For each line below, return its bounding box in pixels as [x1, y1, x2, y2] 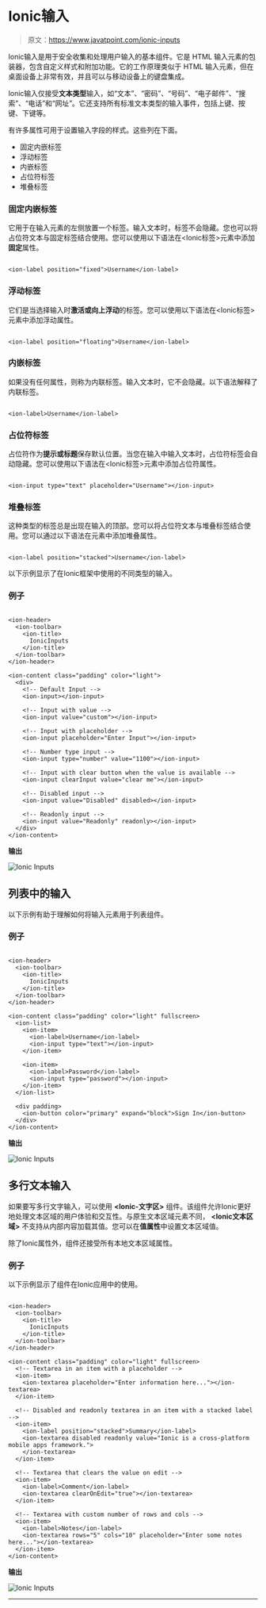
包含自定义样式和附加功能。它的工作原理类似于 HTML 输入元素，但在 [28, 61, 254, 71]
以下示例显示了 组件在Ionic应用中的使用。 [8, 1279, 142, 1289]
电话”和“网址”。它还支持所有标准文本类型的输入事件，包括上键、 [28, 98, 239, 108]
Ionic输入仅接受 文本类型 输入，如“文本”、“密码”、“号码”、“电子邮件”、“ [8, 88, 239, 98]
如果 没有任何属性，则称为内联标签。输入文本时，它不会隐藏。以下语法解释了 [8, 377, 258, 386]
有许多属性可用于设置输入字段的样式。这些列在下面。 [8, 125, 182, 135]
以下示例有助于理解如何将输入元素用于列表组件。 [8, 909, 168, 919]
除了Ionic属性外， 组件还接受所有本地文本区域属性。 [8, 1238, 177, 1248]
